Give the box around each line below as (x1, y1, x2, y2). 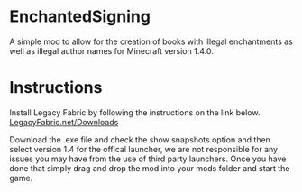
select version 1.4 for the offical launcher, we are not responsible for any (9, 143, 278, 154)
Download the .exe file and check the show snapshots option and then (9, 133, 270, 145)
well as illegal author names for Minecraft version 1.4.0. (9, 45, 214, 56)
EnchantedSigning (9, 6, 151, 27)
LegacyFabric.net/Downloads (9, 116, 119, 127)
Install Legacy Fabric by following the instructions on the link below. (9, 106, 261, 118)
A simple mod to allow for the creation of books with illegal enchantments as (9, 36, 293, 47)
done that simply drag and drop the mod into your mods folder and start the (9, 162, 290, 173)
